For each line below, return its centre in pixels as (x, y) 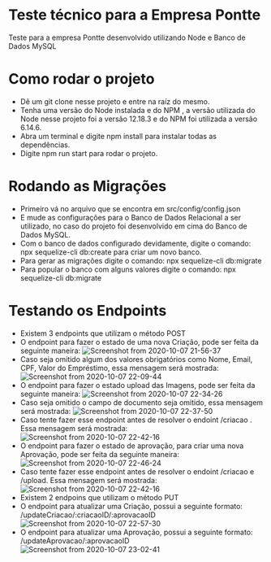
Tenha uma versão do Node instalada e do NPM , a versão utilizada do (138, 110)
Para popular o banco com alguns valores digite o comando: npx (128, 269)
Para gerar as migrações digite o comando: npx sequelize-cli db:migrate (141, 260)
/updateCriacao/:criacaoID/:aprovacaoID (88, 515)
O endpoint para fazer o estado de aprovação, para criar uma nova (132, 446)
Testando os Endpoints (88, 311)
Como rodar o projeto (82, 79)
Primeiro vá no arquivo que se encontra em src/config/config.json (130, 208)
